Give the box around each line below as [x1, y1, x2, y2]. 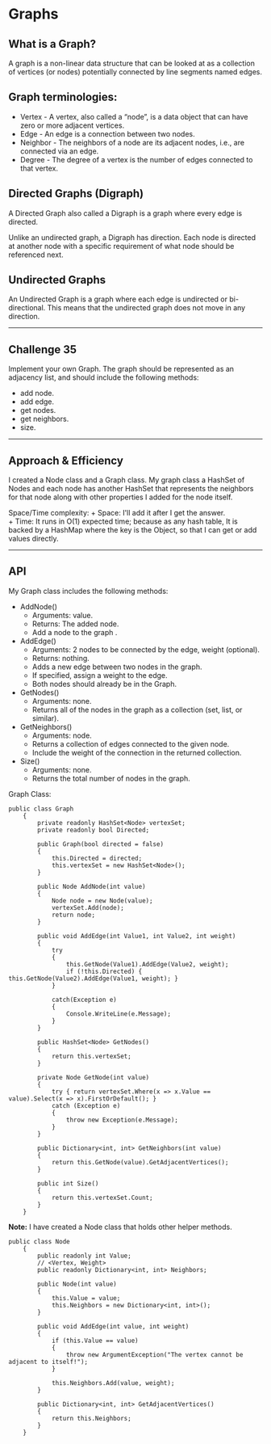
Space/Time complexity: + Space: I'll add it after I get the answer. [8, 508, 226, 518]
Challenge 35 [8, 343, 77, 356]
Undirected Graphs [8, 273, 106, 287]
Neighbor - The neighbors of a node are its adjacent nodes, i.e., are [19, 137, 244, 147]
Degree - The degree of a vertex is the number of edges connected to [19, 154, 253, 164]
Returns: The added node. [31, 619, 119, 629]
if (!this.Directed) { [65, 967, 143, 975]
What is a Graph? [8, 37, 97, 51]
